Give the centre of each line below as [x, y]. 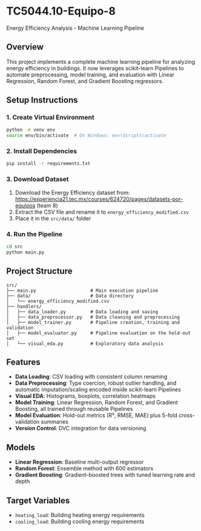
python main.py [25, 252]
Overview [25, 47]
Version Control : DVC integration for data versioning [81, 428]
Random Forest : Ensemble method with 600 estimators [84, 468]
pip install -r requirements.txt [48, 164]
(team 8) [48, 205]
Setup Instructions [42, 100]
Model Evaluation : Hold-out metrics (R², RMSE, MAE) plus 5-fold [96, 415]
